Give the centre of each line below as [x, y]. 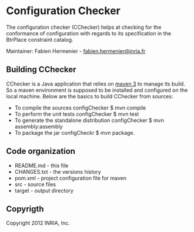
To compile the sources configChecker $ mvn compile [80, 108]
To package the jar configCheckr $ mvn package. [75, 132]
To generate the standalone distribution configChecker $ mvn [89, 120]
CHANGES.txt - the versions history [58, 171]
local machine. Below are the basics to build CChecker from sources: [90, 96]
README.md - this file [41, 165]
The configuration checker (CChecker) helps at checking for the [84, 27]
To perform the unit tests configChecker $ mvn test [77, 114]
